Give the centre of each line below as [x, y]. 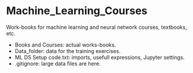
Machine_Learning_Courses [77, 11]
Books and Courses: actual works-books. [65, 45]
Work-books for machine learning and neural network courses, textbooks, [96, 27]
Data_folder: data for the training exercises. [67, 51]
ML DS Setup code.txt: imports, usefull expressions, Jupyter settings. [100, 57]
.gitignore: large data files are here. [58, 64]
